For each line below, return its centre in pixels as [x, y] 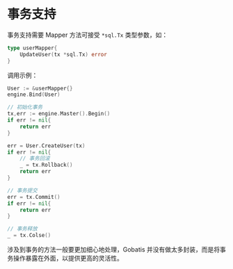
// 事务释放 [23, 229]
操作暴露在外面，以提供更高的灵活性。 [68, 259]
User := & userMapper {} [40, 88]
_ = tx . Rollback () [46, 165]
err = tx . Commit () [34, 197]
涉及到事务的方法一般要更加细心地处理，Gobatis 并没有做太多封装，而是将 [114, 250]
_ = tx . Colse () [29, 236]
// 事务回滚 [35, 158]
